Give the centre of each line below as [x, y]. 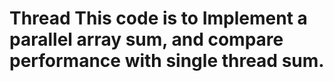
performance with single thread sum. [167, 61]
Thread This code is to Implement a [158, 18]
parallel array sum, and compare [146, 39]
